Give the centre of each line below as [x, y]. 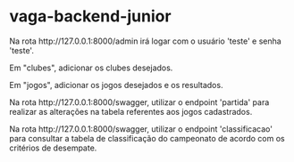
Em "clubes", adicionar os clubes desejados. [91, 68]
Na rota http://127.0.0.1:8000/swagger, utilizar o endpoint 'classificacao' [141, 129]
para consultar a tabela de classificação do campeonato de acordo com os [147, 138]
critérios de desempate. [53, 148]
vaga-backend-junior [90, 16]
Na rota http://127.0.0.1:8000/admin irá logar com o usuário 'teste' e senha [145, 41]
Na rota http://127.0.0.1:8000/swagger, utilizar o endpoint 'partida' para [139, 102]
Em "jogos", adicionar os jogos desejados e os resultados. [116, 85]
